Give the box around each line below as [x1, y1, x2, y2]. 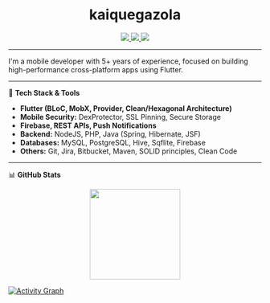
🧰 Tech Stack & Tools [8, 88, 80, 97]
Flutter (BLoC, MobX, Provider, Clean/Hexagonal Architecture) [19, 103, 233, 113]
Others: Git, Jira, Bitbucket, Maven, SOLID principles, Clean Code [19, 146, 238, 156]
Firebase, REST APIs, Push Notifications [19, 121, 157, 130]
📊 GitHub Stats [8, 170, 62, 179]
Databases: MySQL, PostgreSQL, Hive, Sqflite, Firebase [19, 137, 207, 147]
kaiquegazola [88, 6, 182, 24]
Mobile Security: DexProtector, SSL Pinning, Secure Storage [19, 112, 221, 121]
